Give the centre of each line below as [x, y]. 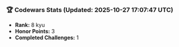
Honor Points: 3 [35, 32]
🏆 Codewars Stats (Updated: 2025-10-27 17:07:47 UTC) [90, 10]
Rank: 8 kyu [30, 25]
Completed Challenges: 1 [47, 37]
